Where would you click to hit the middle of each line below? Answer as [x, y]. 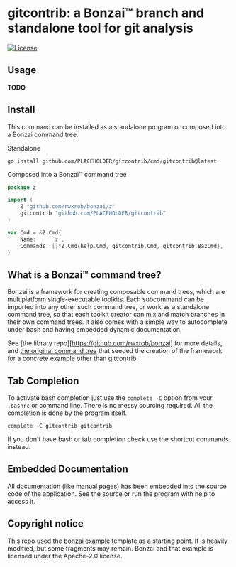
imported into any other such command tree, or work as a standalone [108, 307]
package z [22, 187]
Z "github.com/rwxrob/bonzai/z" [68, 207]
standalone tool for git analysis [100, 28]
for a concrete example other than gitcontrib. [73, 358]
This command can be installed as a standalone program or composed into [117, 126]
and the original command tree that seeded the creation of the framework [115, 351]
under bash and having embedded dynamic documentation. [95, 330]
